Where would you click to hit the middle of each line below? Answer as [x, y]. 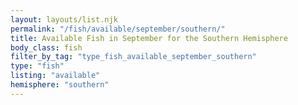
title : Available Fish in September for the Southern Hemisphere [149, 38]
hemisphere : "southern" [60, 85]
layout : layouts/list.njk [64, 19]
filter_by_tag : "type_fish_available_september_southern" [133, 57]
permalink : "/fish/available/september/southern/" [118, 29]
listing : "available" [55, 76]
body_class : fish [46, 47]
